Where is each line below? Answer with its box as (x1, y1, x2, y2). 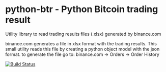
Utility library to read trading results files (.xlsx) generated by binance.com (5, 31, 161, 37)
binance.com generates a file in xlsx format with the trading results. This (5, 40, 157, 46)
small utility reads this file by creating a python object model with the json (5, 46, 160, 52)
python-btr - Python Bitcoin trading (5, 4, 158, 15)
